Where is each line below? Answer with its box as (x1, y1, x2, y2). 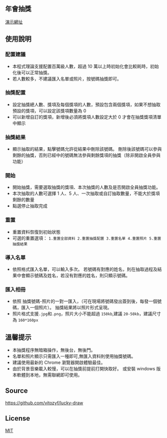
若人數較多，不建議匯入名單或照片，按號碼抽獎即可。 (12, 76, 122, 82)
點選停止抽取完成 (12, 203, 48, 209)
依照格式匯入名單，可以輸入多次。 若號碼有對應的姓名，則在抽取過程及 (12, 266, 158, 272)
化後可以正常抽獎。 (12, 69, 52, 76)
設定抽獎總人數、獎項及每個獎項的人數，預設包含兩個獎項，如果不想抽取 (12, 101, 161, 107)
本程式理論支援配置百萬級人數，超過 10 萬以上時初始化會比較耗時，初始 (12, 63, 159, 69)
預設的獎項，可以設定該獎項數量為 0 (12, 107, 86, 113)
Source (5, 387, 28, 395)
